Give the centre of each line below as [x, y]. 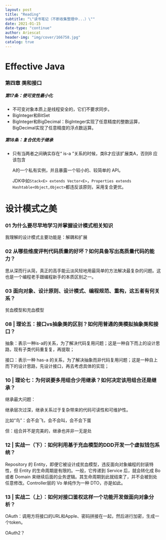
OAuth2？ [15, 533]
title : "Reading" [23, 14]
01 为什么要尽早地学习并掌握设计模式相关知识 [59, 225]
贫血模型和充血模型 [25, 310]
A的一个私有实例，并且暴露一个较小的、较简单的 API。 [68, 170]
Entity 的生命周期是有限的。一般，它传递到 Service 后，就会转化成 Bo [90, 470]
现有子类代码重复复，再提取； [44, 350]
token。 [17, 522]
